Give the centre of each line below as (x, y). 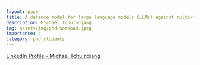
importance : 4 (24, 34)
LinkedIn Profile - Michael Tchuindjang (53, 56)
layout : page (22, 12)
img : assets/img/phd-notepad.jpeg (49, 28)
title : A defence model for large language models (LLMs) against (90, 17)
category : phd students (36, 39)
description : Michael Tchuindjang (49, 22)
